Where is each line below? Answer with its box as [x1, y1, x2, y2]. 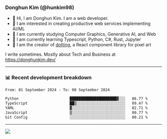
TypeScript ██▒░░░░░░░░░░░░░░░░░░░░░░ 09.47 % [5, 101, 148, 106]
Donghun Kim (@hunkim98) [5, 4, 75, 11]
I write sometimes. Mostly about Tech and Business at [5, 51, 116, 57]
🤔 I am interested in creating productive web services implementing [12, 20, 151, 26]
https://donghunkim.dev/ [5, 57, 56, 63]
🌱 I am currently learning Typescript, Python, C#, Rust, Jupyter [12, 36, 141, 42]
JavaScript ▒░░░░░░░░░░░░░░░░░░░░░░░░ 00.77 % [5, 110, 148, 116]
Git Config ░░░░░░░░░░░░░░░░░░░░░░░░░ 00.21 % [5, 115, 148, 120]
